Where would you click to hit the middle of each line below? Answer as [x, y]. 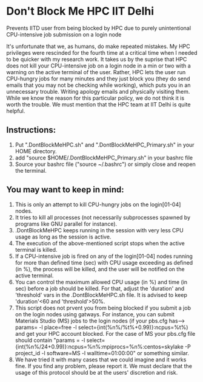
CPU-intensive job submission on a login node [64, 34]
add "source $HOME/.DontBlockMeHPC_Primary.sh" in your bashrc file [104, 158]
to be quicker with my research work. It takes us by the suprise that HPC [97, 59]
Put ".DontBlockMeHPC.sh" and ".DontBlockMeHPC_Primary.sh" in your [105, 145]
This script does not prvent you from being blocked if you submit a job [103, 308]
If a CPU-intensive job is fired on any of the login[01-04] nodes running [104, 256]
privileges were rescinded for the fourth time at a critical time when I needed [102, 52]
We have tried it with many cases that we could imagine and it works [101, 359]
